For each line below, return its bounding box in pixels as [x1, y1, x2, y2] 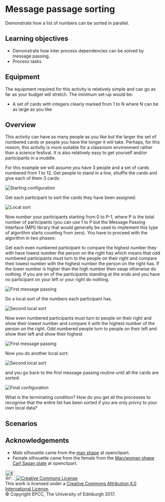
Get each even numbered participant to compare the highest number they [5, 245, 157, 251]
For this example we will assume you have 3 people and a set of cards [5, 165, 150, 170]
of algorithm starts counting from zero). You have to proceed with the [5, 230, 148, 236]
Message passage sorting [5, 3, 115, 15]
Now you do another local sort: [5, 350, 69, 356]
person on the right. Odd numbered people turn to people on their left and [5, 326, 157, 332]
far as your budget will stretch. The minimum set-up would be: [5, 91, 133, 97]
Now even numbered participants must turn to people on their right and [5, 315, 152, 321]
